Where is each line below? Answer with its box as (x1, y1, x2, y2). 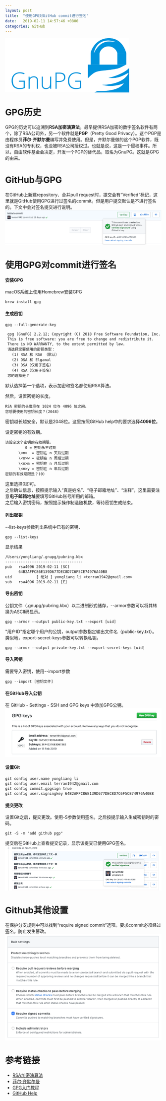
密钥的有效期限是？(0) (5, 472, 46, 477)
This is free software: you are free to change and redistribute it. (7, 337, 154, 342)
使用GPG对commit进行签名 (5, 259, 116, 271)
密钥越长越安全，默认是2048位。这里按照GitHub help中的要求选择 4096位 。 (5, 418, 161, 424)
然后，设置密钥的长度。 (5, 393, 53, 399)
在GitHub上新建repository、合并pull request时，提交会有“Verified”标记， (5, 192, 154, 198)
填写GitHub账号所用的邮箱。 (39, 493, 98, 499)
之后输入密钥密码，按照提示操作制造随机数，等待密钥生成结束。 (5, 499, 135, 506)
